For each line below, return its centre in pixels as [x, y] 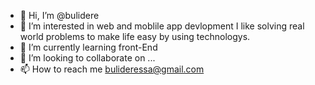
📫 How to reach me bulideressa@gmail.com [112, 69]
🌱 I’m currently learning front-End [88, 47]
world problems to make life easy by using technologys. [135, 36]
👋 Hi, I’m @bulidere [59, 15]
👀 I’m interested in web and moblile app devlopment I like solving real [162, 26]
